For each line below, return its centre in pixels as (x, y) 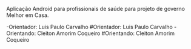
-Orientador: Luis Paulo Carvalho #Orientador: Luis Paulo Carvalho (89, 27)
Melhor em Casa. (28, 15)
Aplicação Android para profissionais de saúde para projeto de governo (95, 9)
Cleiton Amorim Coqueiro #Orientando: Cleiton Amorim (106, 33)
